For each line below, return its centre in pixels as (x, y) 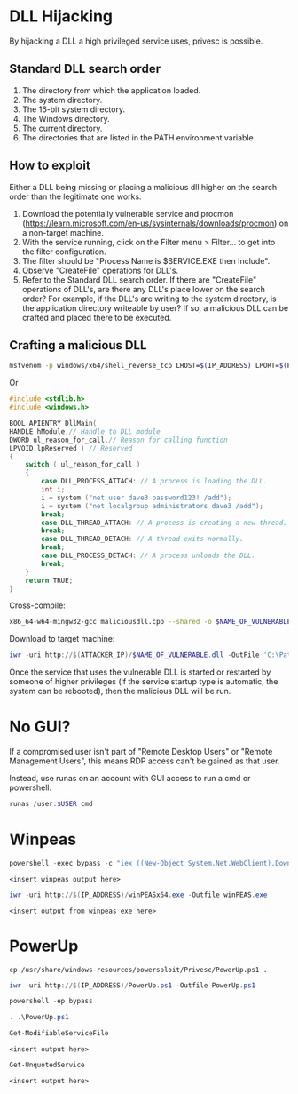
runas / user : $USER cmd (51, 804)
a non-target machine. (63, 232)
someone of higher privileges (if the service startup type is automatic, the (144, 682)
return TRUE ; (49, 580)
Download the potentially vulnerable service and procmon (128, 213)
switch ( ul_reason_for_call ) (83, 465)
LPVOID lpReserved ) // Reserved (71, 448)
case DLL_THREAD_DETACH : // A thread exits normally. (142, 539)
